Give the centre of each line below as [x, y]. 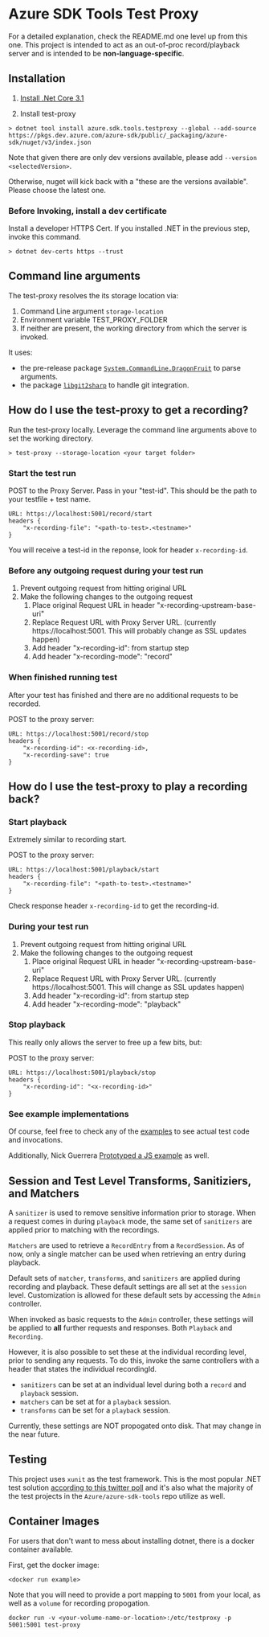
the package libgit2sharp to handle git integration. [104, 385]
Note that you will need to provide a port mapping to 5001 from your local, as [134, 1594]
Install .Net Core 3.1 [52, 98]
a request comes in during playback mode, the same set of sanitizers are [130, 1221]
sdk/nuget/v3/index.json [50, 142]
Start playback [38, 822]
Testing [28, 1460]
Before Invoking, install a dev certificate [88, 211]
